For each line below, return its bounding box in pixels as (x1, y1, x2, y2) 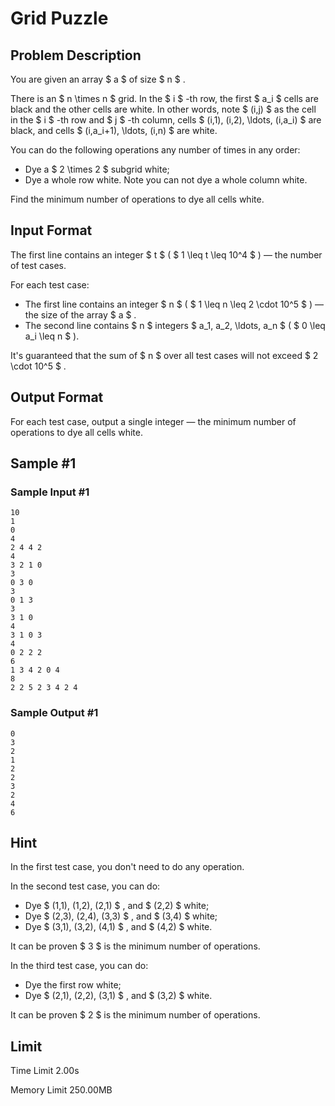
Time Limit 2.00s (10, 1065, 80, 1077)
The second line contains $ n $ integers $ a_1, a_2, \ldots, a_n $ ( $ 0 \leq (24, 319, 326, 331)
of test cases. (10, 259, 67, 271)
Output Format (10, 389, 104, 406)
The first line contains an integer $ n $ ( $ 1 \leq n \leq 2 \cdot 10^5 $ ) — (24, 298, 324, 310)
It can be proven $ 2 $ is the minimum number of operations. (10, 1009, 261, 1021)
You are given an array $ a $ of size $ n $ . (10, 73, 186, 85)
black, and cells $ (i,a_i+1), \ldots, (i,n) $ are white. (10, 125, 218, 136)
